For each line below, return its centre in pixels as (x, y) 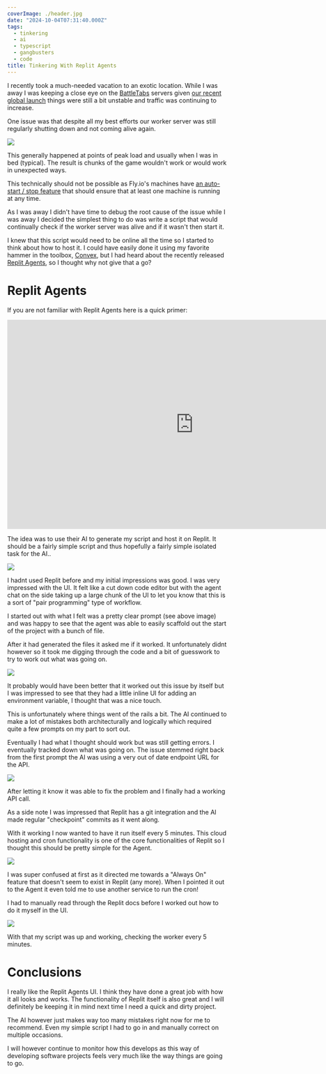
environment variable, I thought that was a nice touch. (85, 700)
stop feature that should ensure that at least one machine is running (123, 191)
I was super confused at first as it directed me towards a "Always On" (107, 874)
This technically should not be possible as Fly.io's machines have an (105, 183)
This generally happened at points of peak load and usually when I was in (112, 155)
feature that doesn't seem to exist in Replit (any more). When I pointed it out (116, 882)
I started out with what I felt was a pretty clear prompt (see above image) (112, 616)
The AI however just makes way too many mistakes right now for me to (109, 1020)
